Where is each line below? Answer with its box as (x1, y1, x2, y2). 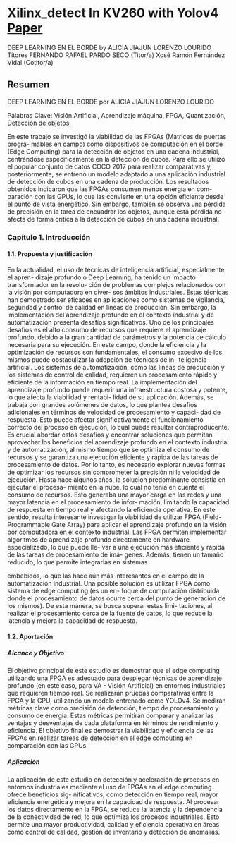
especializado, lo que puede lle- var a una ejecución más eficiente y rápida (7, 542, 225, 551)
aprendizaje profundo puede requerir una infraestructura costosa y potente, (7, 385, 228, 394)
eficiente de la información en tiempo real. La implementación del (7, 377, 197, 386)
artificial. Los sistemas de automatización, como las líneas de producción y (7, 363, 225, 371)
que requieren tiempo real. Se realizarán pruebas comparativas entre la (7, 689, 214, 698)
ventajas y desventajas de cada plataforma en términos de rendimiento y (7, 719, 219, 727)
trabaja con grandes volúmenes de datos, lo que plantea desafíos (7, 400, 197, 408)
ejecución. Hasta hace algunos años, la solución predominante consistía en (7, 475, 226, 484)
